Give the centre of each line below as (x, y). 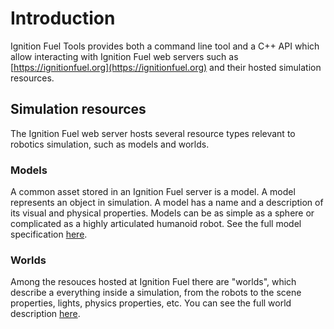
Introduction (63, 18)
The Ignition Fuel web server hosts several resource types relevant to (153, 133)
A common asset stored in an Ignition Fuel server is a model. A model (153, 192)
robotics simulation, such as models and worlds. (110, 144)
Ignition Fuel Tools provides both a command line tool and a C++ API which (165, 46)
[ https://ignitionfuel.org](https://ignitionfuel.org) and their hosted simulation (166, 67)
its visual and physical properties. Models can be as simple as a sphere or (162, 213)
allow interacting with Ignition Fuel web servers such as (124, 56)
